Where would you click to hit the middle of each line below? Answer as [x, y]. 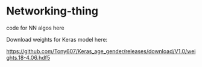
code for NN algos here [35, 28]
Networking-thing [52, 11]
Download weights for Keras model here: [57, 39]
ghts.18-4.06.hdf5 [28, 57]
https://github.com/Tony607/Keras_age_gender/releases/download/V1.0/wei [101, 51]
